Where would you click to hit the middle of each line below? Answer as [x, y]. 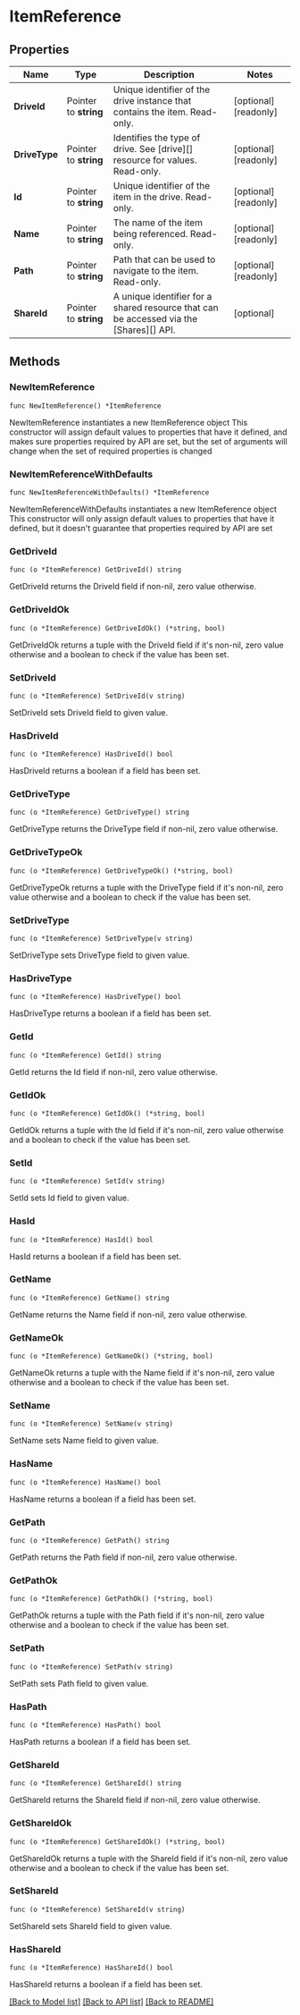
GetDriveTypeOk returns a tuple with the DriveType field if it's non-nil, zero [146, 887]
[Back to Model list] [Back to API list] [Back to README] [112, 2002]
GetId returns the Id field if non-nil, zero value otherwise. [114, 1071]
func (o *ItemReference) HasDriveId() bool [92, 754]
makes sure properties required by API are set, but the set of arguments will [148, 441]
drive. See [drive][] [153, 149]
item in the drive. [148, 197]
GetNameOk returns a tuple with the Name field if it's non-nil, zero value [142, 1373]
